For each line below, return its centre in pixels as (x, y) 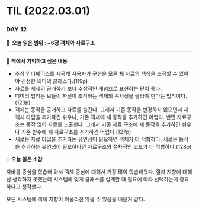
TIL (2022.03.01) (48, 11)
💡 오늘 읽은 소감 (24, 159)
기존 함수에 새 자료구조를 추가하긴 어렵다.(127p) (76, 132)
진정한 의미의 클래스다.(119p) (54, 81)
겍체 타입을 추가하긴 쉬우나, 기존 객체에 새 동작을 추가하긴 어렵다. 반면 (95, 117)
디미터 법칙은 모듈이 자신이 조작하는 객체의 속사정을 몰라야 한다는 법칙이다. (101, 96)
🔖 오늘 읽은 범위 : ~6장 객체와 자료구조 (51, 43)
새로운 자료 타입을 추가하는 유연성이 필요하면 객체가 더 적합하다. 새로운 (96, 139)
